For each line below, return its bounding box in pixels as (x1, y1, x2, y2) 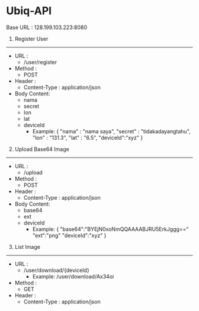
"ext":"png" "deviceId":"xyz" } (32, 232, 107, 239)
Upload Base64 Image (14, 145, 69, 152)
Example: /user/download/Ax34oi (32, 272, 114, 280)
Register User (14, 35, 49, 42)
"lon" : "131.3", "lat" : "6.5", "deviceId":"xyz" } (32, 134, 143, 141)
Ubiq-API (6, 4, 52, 18)
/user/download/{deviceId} (23, 267, 90, 274)
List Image (14, 243, 40, 250)
